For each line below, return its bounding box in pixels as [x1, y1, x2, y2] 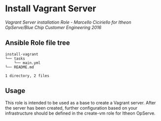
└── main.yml [14, 60, 41, 65]
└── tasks [5, 56, 26, 61]
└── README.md [5, 64, 34, 69]
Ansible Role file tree [5, 39, 70, 47]
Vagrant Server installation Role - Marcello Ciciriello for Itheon [5, 19, 131, 25]
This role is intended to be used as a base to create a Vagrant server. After [5, 99, 156, 106]
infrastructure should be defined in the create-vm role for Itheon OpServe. [5, 110, 156, 116]
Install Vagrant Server [5, 3, 97, 14]
